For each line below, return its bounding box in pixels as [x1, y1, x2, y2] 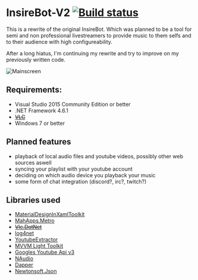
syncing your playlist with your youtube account [14, 165, 133, 172]
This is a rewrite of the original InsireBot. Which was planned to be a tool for [6, 26, 192, 33]
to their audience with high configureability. [6, 38, 113, 45]
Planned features [6, 137, 71, 147]
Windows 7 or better [14, 119, 65, 127]
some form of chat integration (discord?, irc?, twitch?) [14, 178, 147, 185]
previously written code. [6, 56, 65, 63]
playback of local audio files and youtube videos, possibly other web [14, 152, 183, 160]
